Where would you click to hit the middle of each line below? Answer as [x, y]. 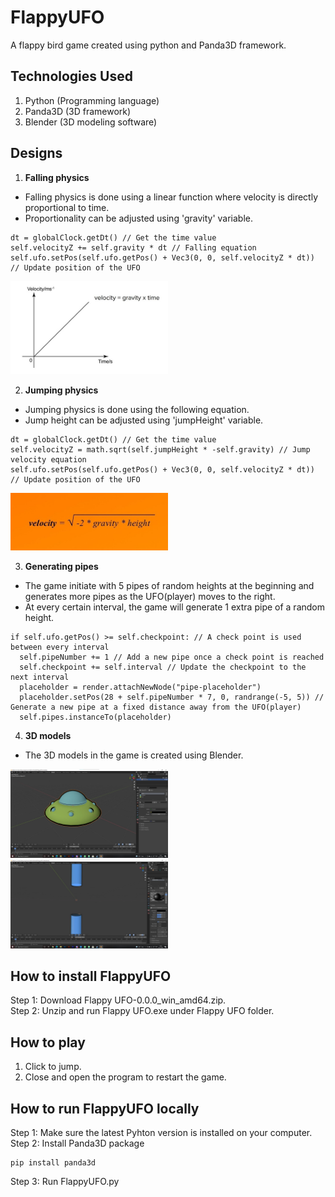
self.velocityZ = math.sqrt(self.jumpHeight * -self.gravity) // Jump [160, 449]
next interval [40, 677]
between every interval [60, 647]
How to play [48, 1042]
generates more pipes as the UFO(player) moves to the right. [150, 597]
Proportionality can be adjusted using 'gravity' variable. [139, 218]
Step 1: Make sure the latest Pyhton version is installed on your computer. [161, 1132]
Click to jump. [53, 1067]
